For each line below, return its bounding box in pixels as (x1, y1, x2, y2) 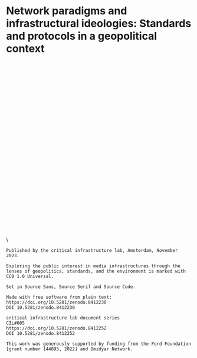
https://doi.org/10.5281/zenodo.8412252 (6, 325, 107, 331)
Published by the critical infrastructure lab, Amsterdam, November (6, 248, 178, 254)
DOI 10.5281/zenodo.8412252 (6, 331, 75, 337)
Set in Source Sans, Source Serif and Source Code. (6, 284, 136, 290)
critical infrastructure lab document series (6, 315, 120, 321)
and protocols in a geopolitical (6, 30, 157, 43)
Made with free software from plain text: (6, 295, 112, 301)
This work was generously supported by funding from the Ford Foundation (6, 341, 192, 347)
